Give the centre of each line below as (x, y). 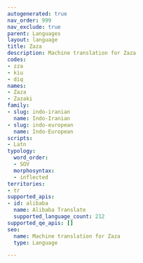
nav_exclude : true (34, 27)
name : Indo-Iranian (42, 118)
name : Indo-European (43, 131)
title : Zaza (25, 46)
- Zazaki (20, 99)
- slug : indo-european (40, 125)
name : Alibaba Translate (50, 210)
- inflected (31, 177)
